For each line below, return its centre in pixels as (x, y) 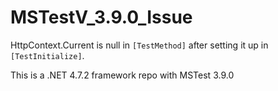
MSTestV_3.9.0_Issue (101, 17)
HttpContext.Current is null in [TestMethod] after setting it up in (139, 45)
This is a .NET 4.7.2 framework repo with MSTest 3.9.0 (122, 75)
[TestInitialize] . (47, 55)
